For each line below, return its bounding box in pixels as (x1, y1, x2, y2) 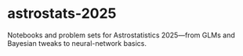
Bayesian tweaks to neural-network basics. (7, 38, 147, 47)
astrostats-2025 (7, 5, 117, 23)
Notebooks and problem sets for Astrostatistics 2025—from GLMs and (7, 30, 236, 40)
